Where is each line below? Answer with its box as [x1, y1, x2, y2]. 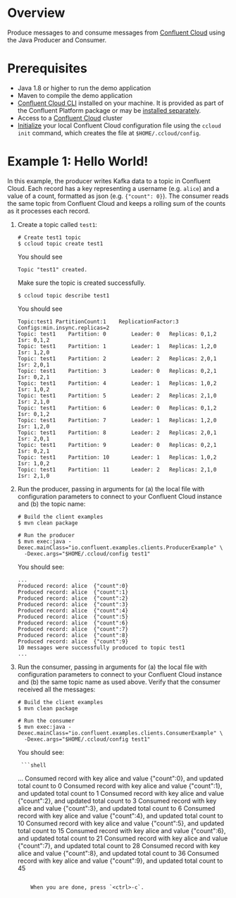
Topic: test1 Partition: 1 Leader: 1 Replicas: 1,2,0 [17, 343, 217, 350]
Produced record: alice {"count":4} [17, 607, 129, 614]
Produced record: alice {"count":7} [17, 625, 129, 632]
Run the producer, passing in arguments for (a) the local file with [17, 484, 205, 493]
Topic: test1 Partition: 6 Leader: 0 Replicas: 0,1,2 [17, 404, 217, 412]
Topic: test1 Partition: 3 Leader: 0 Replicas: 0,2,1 [17, 367, 217, 374]
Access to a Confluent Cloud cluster [17, 113, 123, 122]
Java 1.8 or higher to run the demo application [17, 83, 151, 92]
